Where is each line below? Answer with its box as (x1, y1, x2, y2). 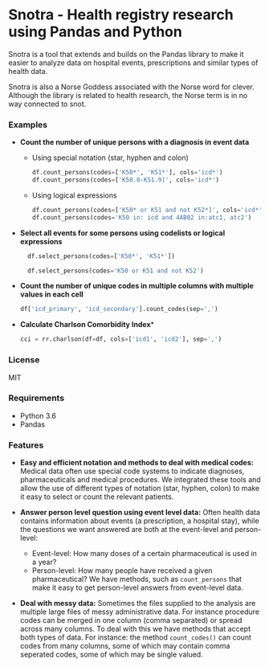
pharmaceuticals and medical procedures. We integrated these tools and (19, 475, 261, 485)
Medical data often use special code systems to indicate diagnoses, (19, 466, 245, 476)
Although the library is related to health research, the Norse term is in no (8, 90, 248, 100)
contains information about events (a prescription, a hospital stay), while (19, 516, 259, 526)
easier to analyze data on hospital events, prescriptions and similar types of (8, 58, 259, 68)
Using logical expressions (31, 190, 118, 200)
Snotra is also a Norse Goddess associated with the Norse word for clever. (8, 82, 255, 92)
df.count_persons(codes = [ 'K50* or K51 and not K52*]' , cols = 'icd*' (31, 206, 263, 214)
